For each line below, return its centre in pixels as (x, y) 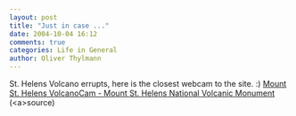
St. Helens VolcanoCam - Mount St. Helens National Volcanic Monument (142, 93)
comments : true (37, 42)
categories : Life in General (63, 50)
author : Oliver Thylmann (55, 58)
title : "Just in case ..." (59, 26)
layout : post (33, 17)
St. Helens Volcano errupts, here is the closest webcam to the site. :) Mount (148, 84)
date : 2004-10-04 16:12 (53, 34)
